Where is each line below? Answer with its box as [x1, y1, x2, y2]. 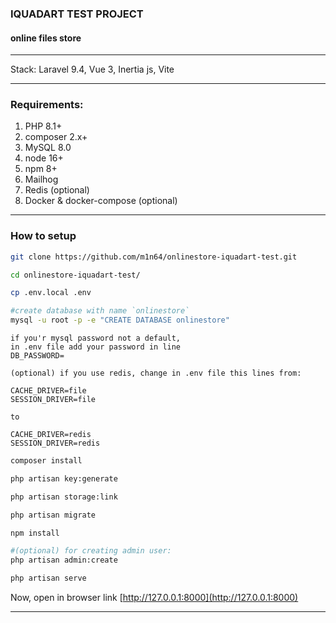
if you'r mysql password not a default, [10, 333, 182, 344]
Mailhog [24, 173, 59, 186]
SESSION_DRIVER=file [10, 395, 97, 405]
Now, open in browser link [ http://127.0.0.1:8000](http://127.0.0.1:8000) [10, 592, 299, 604]
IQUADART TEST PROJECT [10, 7, 144, 21]
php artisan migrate [10, 510, 97, 520]
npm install [10, 528, 60, 538]
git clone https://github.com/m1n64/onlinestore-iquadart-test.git [10, 252, 298, 262]
